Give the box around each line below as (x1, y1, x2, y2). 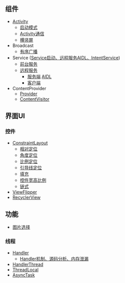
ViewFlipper (12, 189, 37, 195)
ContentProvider (12, 85, 46, 91)
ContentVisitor (19, 96, 50, 102)
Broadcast (12, 42, 34, 49)
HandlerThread (12, 261, 44, 267)
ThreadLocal (12, 266, 39, 272)
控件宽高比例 (19, 177, 46, 183)
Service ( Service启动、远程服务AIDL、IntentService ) (12, 55, 121, 61)
